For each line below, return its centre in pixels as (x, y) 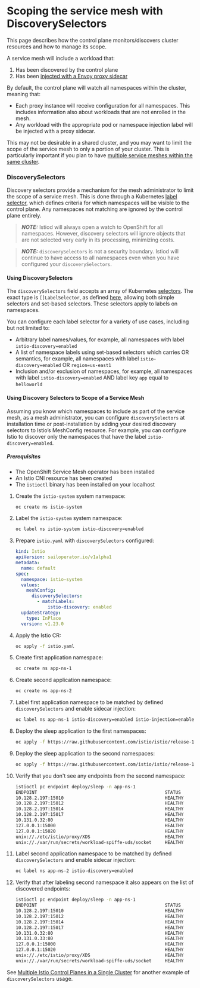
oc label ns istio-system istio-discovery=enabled (79, 529)
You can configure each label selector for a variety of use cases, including (98, 322)
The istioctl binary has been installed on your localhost (85, 484)
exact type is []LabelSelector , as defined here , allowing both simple (90, 298)
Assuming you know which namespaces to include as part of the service (96, 411)
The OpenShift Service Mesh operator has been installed (85, 472)
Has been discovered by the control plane (67, 69)
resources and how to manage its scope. (57, 47)
